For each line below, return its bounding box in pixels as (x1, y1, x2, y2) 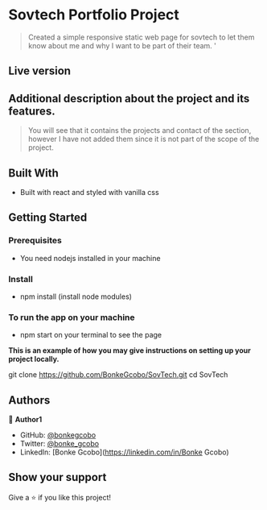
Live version (8, 64, 71, 78)
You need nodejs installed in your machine (19, 253, 161, 263)
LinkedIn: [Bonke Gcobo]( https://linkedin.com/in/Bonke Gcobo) (19, 447, 229, 457)
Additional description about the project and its (8, 91, 250, 106)
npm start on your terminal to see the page (19, 330, 162, 340)
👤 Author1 (8, 415, 43, 425)
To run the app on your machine (8, 312, 135, 323)
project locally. (8, 355, 60, 364)
